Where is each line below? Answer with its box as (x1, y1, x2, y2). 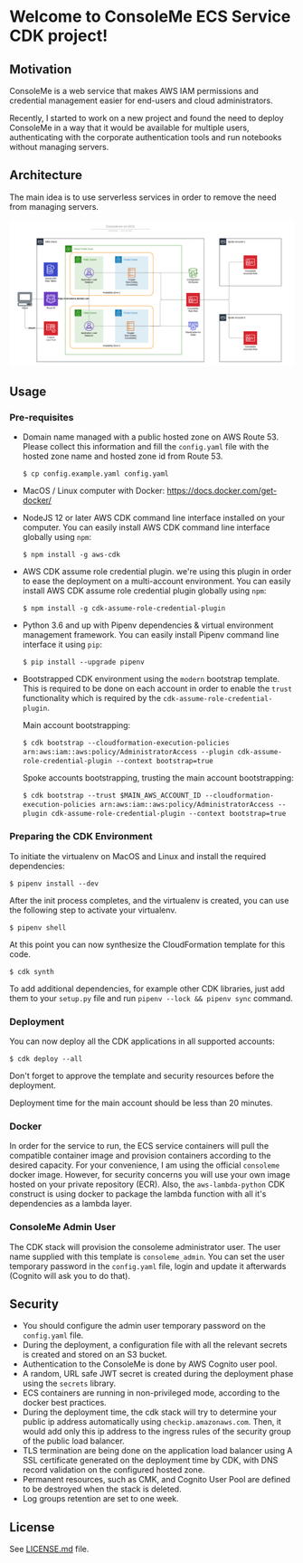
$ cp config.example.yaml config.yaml (22, 469, 169, 478)
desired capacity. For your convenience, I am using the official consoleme (9, 1160, 280, 1170)
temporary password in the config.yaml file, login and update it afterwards (9, 1260, 287, 1272)
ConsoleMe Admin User (9, 1221, 116, 1234)
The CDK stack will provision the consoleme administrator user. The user (9, 1241, 281, 1252)
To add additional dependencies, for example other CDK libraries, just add (9, 983, 285, 994)
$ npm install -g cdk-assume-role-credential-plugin (22, 604, 226, 613)
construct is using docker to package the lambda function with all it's (9, 1189, 267, 1199)
